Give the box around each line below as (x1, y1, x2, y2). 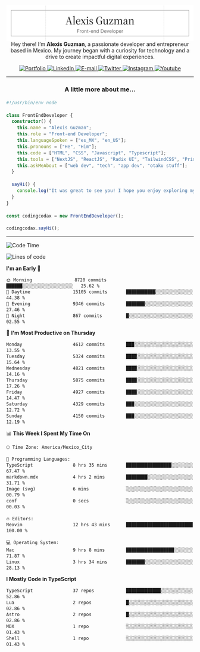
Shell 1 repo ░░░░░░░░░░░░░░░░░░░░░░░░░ (6, 635, 193, 642)
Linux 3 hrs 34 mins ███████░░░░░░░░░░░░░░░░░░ (6, 559, 193, 565)
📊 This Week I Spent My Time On (6, 430, 90, 437)
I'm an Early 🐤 (6, 265, 41, 272)
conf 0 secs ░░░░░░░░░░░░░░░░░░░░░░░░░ (6, 498, 193, 504)
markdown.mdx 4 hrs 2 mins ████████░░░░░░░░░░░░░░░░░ (6, 474, 193, 480)
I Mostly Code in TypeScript (6, 576, 76, 583)
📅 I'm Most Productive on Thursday (6, 330, 96, 337)
